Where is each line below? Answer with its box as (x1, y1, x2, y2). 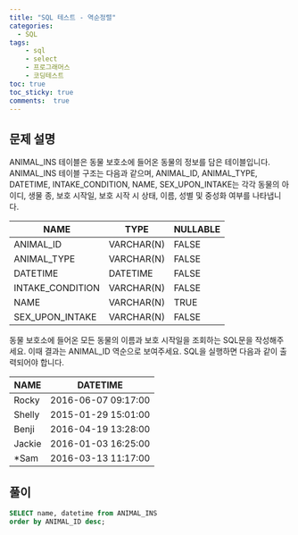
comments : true (9, 96, 70, 105)
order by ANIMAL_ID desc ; (9, 517, 105, 526)
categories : (9, 21, 54, 30)
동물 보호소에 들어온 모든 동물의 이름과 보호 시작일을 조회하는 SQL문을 (9, 335, 253, 346)
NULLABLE (173, 223, 221, 236)
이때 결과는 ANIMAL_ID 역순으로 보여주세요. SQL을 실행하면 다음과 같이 (28, 346, 278, 357)
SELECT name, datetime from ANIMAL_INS (9, 509, 158, 518)
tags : (9, 38, 29, 47)
